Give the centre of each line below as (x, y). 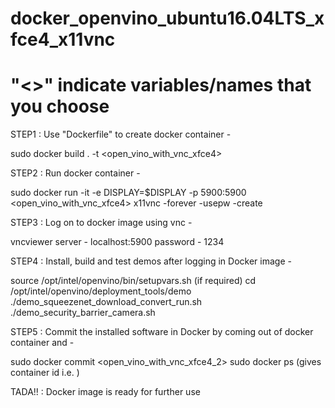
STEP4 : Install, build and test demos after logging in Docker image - (151, 261)
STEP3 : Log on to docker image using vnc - (101, 223)
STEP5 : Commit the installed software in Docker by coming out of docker (162, 332)
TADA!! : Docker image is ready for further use (105, 392)
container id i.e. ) (45, 373)
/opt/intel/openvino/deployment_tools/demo (101, 291)
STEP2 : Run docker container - (75, 173)
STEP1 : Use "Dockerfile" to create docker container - (121, 134)
